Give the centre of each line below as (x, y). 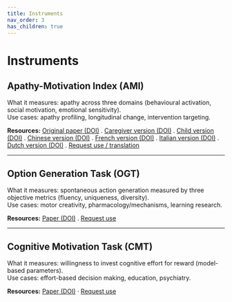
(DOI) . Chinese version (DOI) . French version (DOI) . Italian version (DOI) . (113, 138)
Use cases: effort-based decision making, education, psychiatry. (99, 278)
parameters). (45, 271)
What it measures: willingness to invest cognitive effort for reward (101, 263)
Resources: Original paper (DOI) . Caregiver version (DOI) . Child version (110, 131)
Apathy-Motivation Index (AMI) (76, 86)
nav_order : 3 (26, 20)
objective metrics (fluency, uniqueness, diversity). (78, 198)
